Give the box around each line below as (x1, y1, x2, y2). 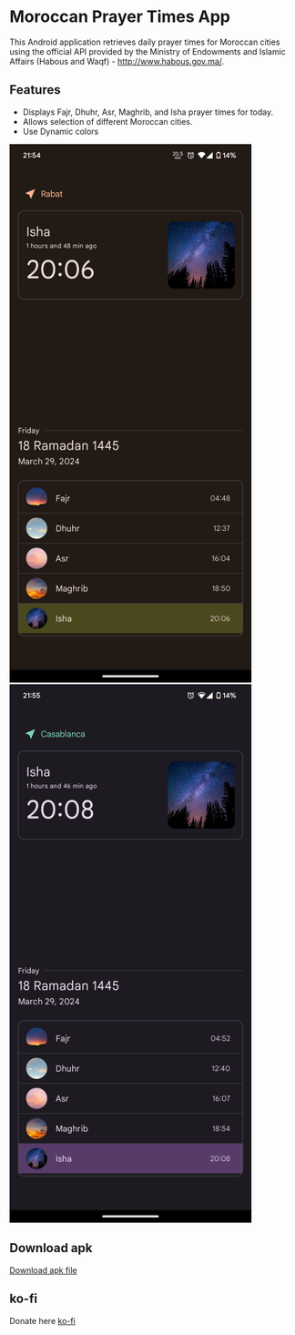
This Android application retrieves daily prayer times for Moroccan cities (9, 36, 280, 47)
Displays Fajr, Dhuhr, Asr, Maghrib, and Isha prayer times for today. (22, 107, 274, 117)
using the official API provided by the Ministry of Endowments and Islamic (9, 46, 287, 56)
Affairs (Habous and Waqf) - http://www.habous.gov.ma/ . (9, 56, 225, 66)
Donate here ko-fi (9, 1315, 76, 1326)
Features (9, 82, 61, 97)
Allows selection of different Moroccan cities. (22, 116, 193, 127)
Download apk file (9, 1264, 77, 1276)
